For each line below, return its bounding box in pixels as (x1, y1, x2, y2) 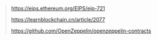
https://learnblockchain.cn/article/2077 (11, 16, 106, 23)
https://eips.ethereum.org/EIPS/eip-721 (11, 5, 106, 12)
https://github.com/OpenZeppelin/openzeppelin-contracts (11, 27, 151, 34)
